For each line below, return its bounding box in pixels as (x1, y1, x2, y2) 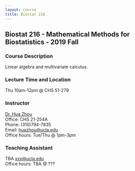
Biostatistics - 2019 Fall (5, 38, 79, 46)
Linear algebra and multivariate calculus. (5, 64, 88, 70)
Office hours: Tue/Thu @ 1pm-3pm (5, 132, 76, 138)
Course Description (5, 52, 53, 59)
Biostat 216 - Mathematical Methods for (5, 30, 130, 39)
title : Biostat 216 (5, 12, 45, 17)
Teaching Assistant (5, 144, 53, 151)
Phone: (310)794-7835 (5, 122, 51, 128)
